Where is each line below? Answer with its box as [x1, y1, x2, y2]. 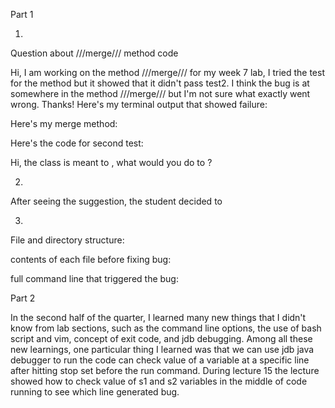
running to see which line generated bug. [10, 386, 180, 398]
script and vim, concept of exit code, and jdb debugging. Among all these [10, 333, 313, 344]
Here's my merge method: [10, 118, 118, 129]
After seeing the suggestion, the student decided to [10, 195, 223, 207]
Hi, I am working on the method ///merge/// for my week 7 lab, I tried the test [10, 67, 325, 78]
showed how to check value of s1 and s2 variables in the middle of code [10, 375, 308, 387]
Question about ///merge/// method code [10, 47, 179, 59]
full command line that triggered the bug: [10, 273, 179, 284]
